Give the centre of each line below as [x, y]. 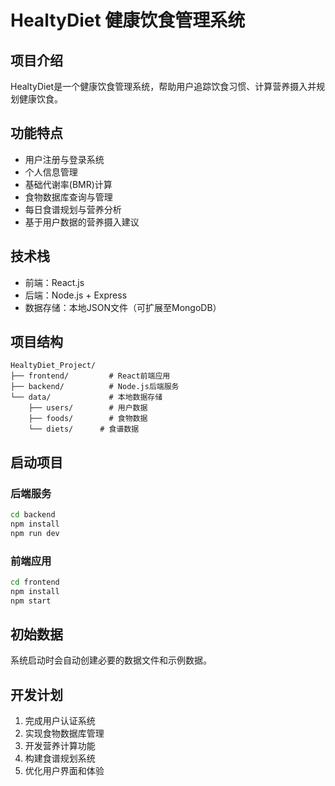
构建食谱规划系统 [60, 758]
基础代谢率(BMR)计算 [68, 184]
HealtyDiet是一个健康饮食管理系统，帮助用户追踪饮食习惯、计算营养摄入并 [163, 86]
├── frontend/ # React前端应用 [90, 376]
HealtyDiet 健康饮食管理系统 [128, 20]
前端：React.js [54, 282]
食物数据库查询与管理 [68, 197]
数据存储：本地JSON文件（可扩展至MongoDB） [123, 307]
